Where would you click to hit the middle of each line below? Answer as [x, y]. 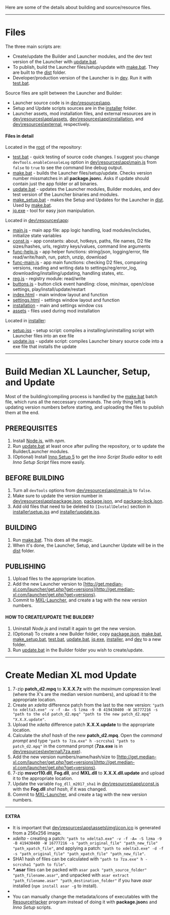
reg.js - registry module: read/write [49, 279]
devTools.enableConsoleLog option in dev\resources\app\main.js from [84, 162]
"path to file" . [50, 864]
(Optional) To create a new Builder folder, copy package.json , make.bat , [88, 634]
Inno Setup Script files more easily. [49, 462]
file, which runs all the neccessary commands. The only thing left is [75, 402]
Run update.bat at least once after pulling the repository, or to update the [89, 446]
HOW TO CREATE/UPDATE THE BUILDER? [50, 617]
